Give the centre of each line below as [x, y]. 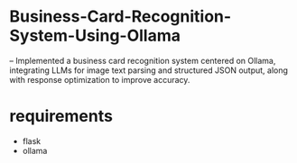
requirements [61, 117]
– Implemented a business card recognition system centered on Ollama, [143, 60]
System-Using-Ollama [95, 36]
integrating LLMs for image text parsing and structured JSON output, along [149, 70]
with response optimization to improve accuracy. [100, 79]
